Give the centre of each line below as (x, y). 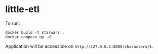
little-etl (22, 9)
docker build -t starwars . (35, 32)
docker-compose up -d (28, 37)
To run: (13, 23)
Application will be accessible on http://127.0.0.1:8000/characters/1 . (79, 46)
